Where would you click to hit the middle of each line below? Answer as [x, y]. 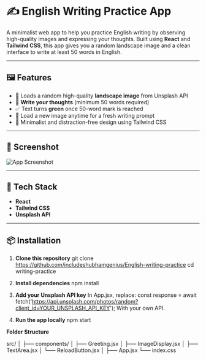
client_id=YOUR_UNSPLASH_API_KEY [63, 308]
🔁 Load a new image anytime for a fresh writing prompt [85, 115]
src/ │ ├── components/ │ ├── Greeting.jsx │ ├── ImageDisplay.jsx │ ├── [102, 344]
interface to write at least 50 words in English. [64, 52]
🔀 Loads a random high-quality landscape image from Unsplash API [101, 96]
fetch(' [24, 302]
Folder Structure [28, 332]
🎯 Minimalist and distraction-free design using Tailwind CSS [91, 122]
